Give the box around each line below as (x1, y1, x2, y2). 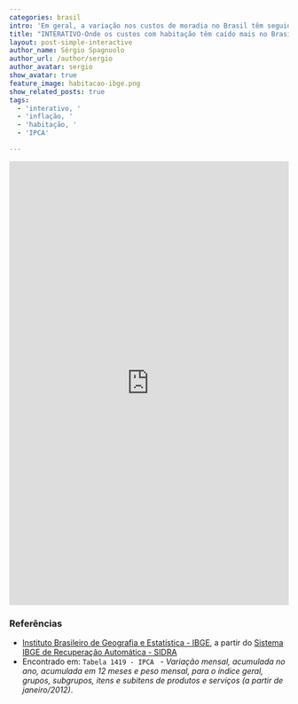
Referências (9, 617, 63, 629)
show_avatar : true (9, 71, 77, 80)
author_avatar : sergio (9, 63, 93, 72)
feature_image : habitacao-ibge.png (9, 79, 141, 88)
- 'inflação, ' (17, 112, 74, 121)
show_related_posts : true (9, 87, 105, 96)
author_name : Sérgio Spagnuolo (9, 46, 125, 55)
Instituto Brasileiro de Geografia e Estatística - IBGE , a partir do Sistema (21, 637, 284, 648)
